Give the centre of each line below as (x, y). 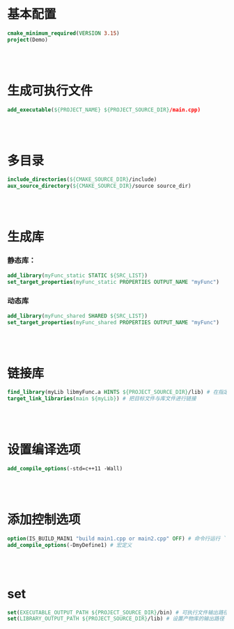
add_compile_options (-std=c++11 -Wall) (65, 469)
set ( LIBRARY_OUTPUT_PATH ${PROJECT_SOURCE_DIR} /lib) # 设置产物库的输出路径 (116, 619)
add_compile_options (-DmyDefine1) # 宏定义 (70, 545)
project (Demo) (28, 40)
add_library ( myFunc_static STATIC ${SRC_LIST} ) (78, 276)
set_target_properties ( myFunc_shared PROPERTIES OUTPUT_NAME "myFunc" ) (113, 322)
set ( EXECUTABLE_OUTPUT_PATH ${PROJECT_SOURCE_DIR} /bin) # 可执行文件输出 (113, 612)
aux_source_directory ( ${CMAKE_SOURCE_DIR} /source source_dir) (99, 186)
